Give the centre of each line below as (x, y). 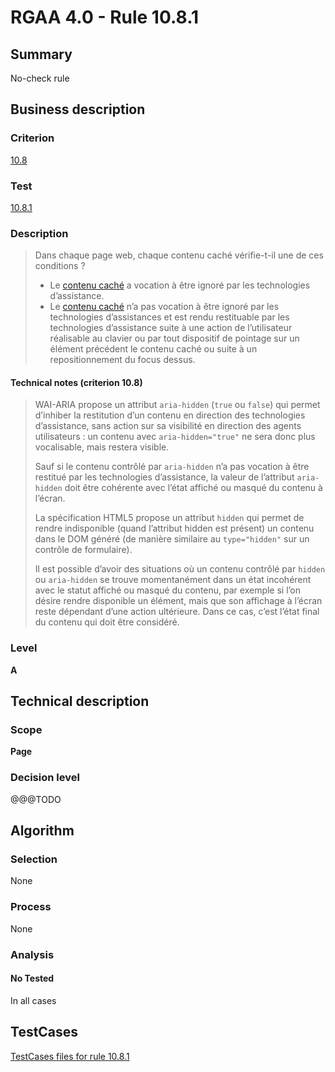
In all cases (33, 1000)
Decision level (45, 778)
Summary (41, 54)
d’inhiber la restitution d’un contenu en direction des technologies (170, 415)
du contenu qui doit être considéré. (107, 622)
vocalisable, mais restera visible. (102, 447)
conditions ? (60, 266)
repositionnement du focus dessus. (122, 360)
